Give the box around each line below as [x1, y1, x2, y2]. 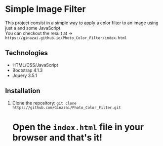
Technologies [5, 49, 48, 57]
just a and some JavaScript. [5, 25, 62, 31]
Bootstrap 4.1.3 [12, 67, 43, 73]
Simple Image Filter [5, 3, 86, 15]
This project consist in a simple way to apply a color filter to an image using [5, 20, 159, 26]
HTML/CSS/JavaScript [12, 62, 58, 68]
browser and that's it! [12, 132, 103, 143]
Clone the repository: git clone [12, 100, 77, 106]
